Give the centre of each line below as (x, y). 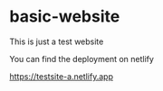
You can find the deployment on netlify (81, 59)
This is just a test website (57, 41)
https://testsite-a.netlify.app (61, 76)
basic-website (65, 17)
